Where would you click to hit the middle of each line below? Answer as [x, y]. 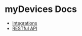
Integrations [25, 23]
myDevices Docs [41, 9]
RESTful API [25, 28]
